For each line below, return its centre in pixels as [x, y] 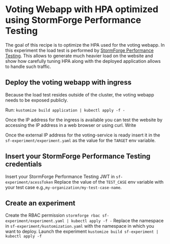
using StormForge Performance [73, 20]
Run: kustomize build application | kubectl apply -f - [65, 110]
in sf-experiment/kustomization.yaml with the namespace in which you [80, 226]
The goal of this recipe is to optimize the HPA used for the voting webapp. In [85, 45]
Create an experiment [40, 203]
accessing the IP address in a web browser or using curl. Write [71, 125]
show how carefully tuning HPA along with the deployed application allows [83, 61]
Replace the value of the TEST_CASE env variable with [109, 182]
